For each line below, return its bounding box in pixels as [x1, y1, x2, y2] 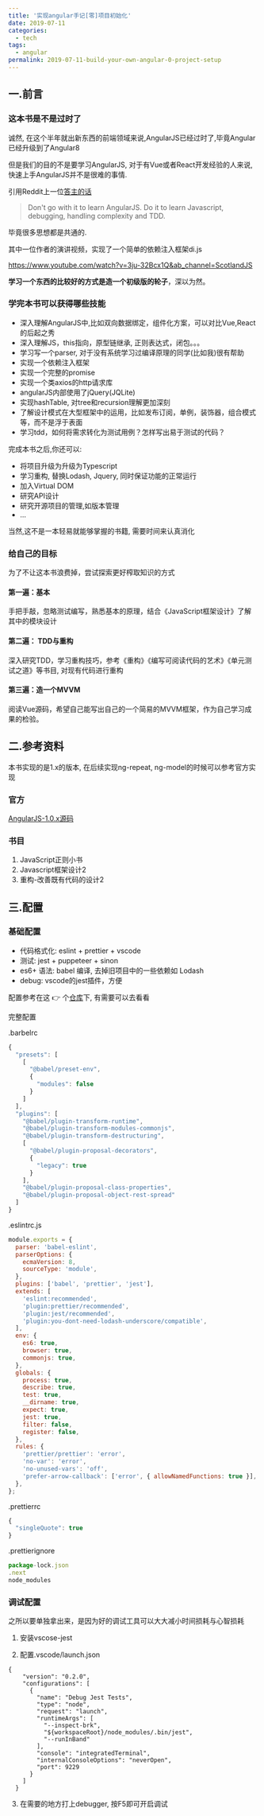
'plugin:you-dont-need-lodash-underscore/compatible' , [22, 1317, 208, 1325]
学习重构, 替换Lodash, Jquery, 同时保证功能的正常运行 [19, 471, 197, 480]
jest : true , [22, 1413, 62, 1421]
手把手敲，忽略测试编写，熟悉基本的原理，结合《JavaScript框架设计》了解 [8, 606, 252, 616]
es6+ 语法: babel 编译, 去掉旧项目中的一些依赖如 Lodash [19, 966, 205, 975]
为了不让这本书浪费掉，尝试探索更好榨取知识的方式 [8, 568, 175, 577]
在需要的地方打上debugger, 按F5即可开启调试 [19, 1799, 168, 1809]
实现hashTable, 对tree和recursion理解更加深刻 [19, 397, 170, 406]
